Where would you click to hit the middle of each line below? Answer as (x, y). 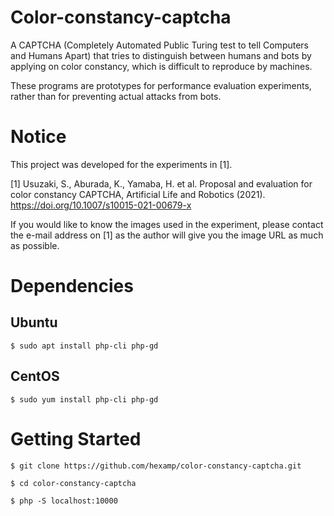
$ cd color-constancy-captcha (73, 483)
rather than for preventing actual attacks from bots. (116, 96)
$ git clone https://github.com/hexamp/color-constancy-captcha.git (156, 466)
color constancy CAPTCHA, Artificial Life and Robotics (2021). (138, 194)
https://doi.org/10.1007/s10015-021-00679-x (101, 205)
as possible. (35, 245)
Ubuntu (34, 322)
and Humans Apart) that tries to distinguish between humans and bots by (161, 55)
